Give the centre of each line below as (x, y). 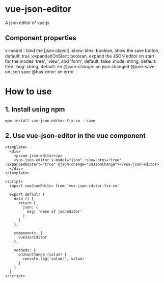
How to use (28, 91)
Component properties (41, 38)
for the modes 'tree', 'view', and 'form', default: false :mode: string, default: (81, 61)
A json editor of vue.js (27, 23)
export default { (27, 194)
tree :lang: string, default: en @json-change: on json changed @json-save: (81, 66)
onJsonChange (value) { (42, 254)
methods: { (25, 250)
